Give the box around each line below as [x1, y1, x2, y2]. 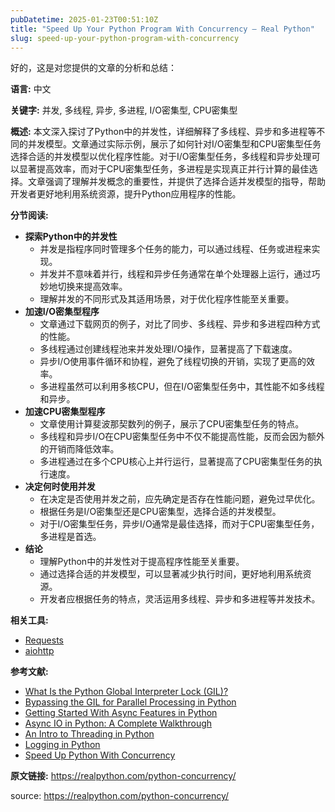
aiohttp [24, 645, 55, 657]
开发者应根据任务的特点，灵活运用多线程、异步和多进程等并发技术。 [39, 593, 321, 605]
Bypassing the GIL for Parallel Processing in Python [24, 696, 237, 708]
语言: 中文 [10, 83, 52, 95]
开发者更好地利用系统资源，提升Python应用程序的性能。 [10, 188, 242, 200]
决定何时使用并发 [24, 481, 96, 493]
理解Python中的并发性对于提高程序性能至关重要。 [39, 556, 245, 568]
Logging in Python [24, 739, 101, 751]
